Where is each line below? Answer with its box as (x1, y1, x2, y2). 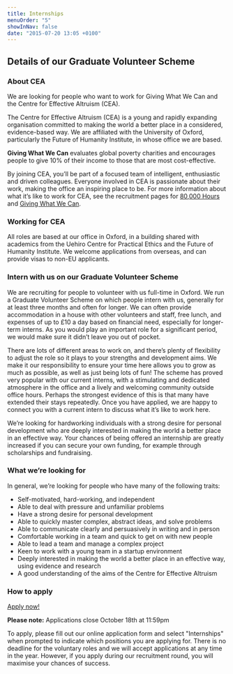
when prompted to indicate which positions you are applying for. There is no (7, 637, 227, 645)
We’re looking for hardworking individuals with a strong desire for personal (7, 419, 222, 427)
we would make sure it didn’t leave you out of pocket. (7, 332, 161, 341)
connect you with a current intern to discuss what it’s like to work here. (7, 405, 211, 413)
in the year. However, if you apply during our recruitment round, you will (7, 652, 214, 660)
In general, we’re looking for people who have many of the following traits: (7, 482, 220, 490)
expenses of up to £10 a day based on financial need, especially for (7, 318, 201, 326)
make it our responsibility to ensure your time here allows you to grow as (7, 360, 216, 369)
